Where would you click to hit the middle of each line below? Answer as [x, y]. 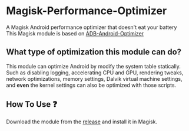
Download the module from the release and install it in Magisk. [82, 122]
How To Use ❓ [32, 104]
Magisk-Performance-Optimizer [87, 11]
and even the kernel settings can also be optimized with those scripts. [91, 85]
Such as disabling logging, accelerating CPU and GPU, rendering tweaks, [95, 73]
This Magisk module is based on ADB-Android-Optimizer [75, 33]
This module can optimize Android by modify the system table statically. [93, 66]
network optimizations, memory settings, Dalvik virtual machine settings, [94, 78]
